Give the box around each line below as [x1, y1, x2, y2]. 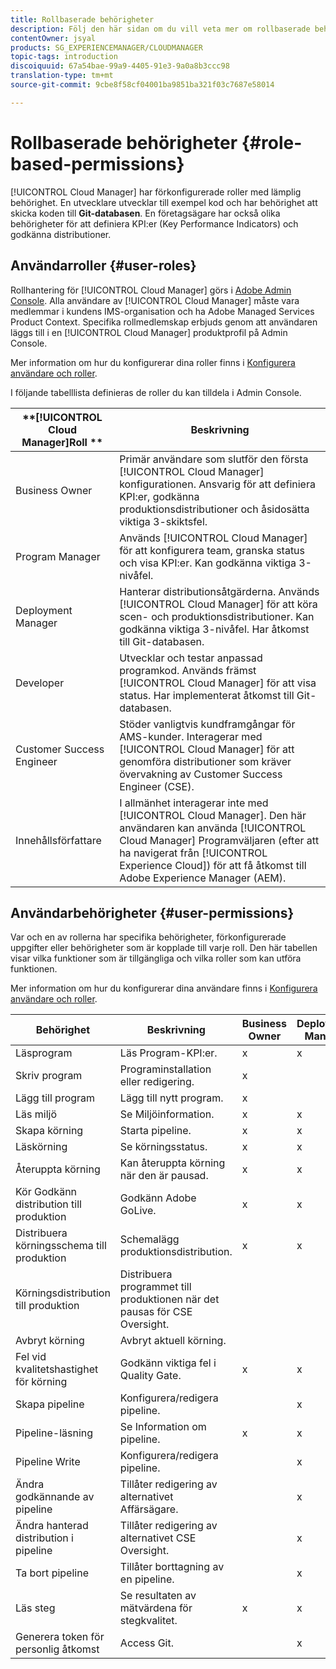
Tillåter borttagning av [119, 1560, 225, 1574]
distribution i [15, 1531, 74, 1545]
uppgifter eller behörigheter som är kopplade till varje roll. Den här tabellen [10, 942, 318, 954]
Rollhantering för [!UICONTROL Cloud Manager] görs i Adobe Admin [10, 284, 292, 296]
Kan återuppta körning [119, 1156, 226, 1170]
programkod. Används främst [119, 663, 257, 677]
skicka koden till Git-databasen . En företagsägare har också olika [10, 207, 281, 219]
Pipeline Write [15, 1455, 81, 1469]
